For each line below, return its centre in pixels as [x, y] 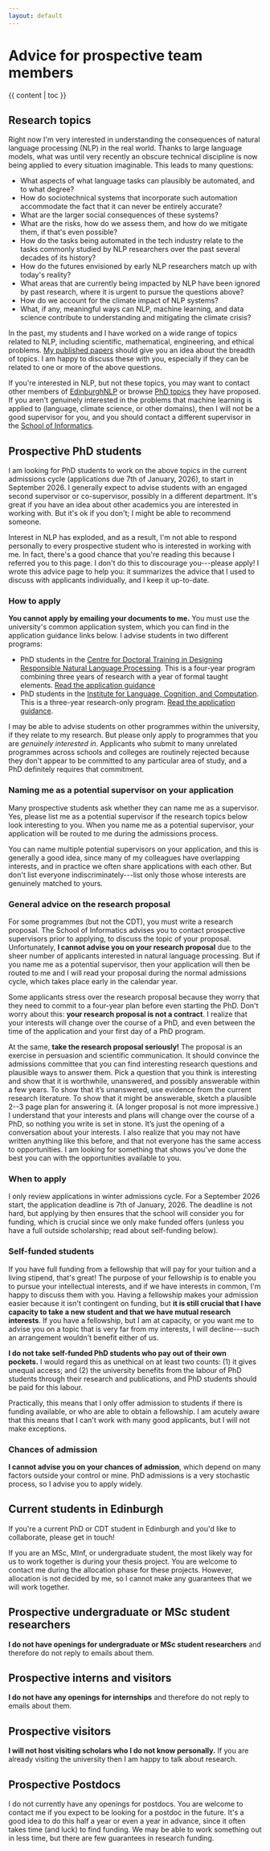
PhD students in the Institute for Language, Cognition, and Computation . [139, 694]
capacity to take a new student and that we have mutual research [120, 1312]
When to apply [37, 1179]
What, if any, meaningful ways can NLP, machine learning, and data [132, 309]
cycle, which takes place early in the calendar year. [93, 982]
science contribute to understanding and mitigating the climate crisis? [135, 318]
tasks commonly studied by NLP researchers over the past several [130, 249]
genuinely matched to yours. [55, 883]
